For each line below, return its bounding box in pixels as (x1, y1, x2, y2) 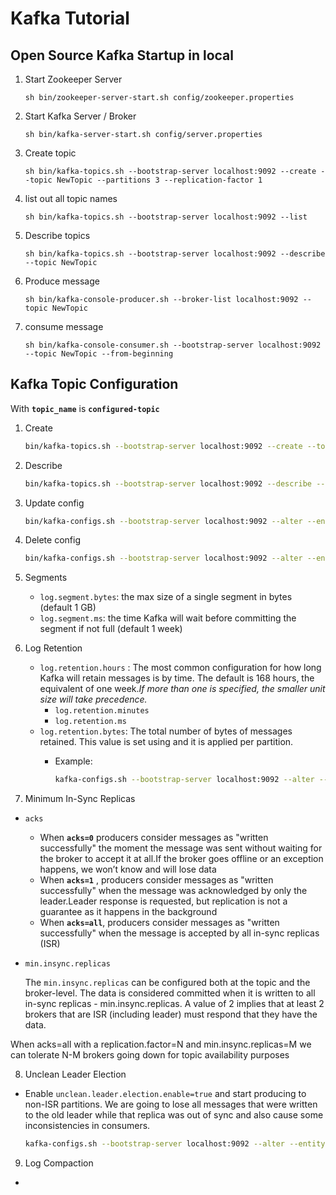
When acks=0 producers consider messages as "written (39, 832, 269, 844)
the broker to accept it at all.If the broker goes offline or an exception (39, 853, 324, 865)
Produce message (24, 275, 100, 287)
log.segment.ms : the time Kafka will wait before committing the (39, 612, 297, 624)
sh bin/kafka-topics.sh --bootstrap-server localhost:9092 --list (24, 212, 308, 222)
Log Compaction (24, 1157, 94, 1169)
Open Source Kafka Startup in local (10, 47, 234, 64)
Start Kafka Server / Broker (24, 110, 137, 122)
